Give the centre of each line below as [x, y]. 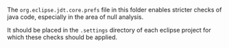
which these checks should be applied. [62, 37]
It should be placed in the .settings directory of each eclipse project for [109, 30]
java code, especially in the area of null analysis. [75, 17]
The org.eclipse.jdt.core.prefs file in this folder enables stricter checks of [114, 10]
